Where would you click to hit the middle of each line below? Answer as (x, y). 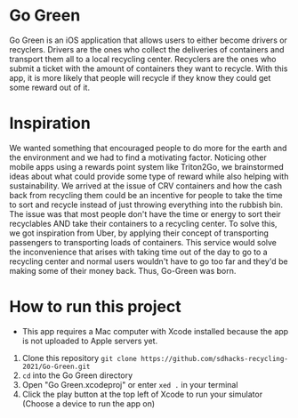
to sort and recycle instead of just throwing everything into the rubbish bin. (146, 205)
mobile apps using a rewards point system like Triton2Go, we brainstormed (147, 166)
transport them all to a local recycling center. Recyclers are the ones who (143, 59)
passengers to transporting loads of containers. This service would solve (143, 242)
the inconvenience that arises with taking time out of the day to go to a (139, 252)
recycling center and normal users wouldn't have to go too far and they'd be (149, 261)
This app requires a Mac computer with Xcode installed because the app (155, 331)
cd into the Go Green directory (77, 375)
